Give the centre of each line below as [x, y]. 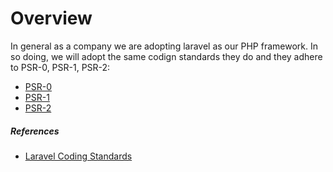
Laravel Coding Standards [78, 156]
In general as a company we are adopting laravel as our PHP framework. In [164, 46]
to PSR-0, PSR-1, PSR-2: [60, 67]
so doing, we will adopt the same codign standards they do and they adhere [166, 56]
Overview [51, 18]
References [35, 131]
